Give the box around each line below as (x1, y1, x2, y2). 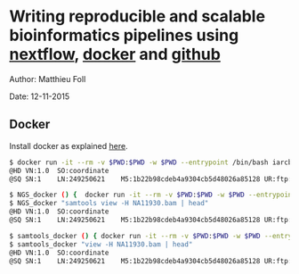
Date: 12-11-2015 (9, 91, 69, 102)
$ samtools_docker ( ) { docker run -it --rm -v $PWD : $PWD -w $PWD (9, 231, 261, 240)
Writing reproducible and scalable (9, 6, 265, 27)
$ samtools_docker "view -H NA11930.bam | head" (9, 239, 193, 249)
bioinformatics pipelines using (9, 25, 239, 46)
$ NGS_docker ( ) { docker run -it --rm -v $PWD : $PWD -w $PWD (9, 190, 245, 200)
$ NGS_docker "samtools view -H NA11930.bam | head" (9, 199, 209, 208)
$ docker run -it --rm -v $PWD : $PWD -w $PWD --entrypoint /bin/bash (9, 158, 269, 167)
